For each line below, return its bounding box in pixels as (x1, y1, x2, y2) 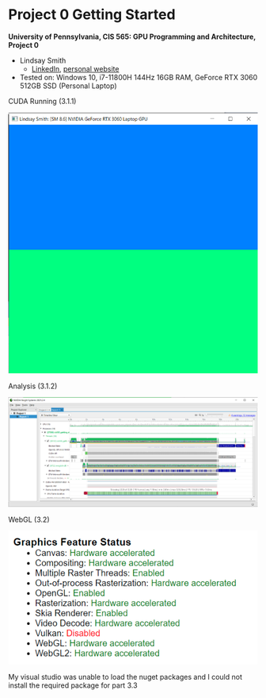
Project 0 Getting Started (8, 6, 176, 24)
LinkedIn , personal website (31, 64, 120, 73)
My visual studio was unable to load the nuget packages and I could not (8, 673, 243, 682)
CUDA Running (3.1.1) (8, 96, 77, 106)
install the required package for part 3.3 (8, 681, 138, 690)
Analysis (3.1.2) (8, 381, 58, 391)
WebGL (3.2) (8, 515, 50, 524)
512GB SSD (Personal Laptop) (19, 81, 117, 91)
